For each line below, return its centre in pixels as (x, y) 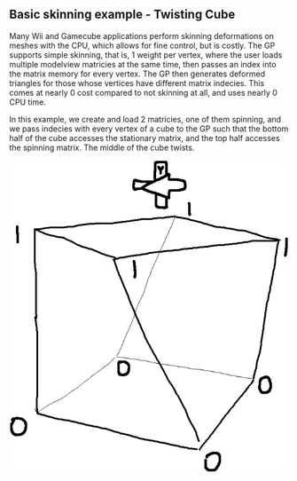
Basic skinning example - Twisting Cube (122, 15)
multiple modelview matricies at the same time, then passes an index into (143, 64)
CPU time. (27, 102)
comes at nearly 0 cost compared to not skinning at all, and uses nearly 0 (143, 92)
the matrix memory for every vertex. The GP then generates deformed (137, 74)
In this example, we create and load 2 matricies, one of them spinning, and (145, 119)
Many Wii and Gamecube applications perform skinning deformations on (142, 35)
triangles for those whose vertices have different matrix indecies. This (137, 83)
